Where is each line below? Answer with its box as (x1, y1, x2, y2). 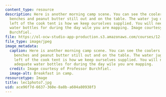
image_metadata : (5, 44, 39, 48)
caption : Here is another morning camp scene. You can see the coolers (9, 48, 161, 53)
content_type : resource (5, 7, 54, 12)
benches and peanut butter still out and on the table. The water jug (9, 16, 158, 21)
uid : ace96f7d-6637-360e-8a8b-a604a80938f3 (5, 84, 96, 90)
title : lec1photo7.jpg (5, 80, 52, 85)
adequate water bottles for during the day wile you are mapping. (14, 62, 154, 67)
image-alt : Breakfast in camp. (9, 71, 74, 76)
